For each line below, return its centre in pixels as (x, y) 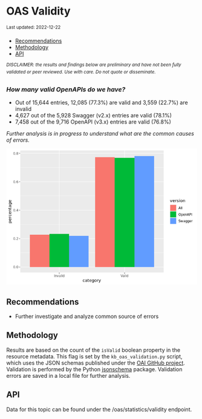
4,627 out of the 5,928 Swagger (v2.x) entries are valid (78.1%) (93, 116)
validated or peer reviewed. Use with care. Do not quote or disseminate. (81, 72)
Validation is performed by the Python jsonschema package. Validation (94, 369)
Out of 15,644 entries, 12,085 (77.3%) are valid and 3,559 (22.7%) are (102, 103)
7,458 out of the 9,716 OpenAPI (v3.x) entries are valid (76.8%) (93, 122)
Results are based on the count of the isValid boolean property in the (93, 350)
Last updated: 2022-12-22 (34, 27)
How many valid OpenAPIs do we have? (66, 89)
